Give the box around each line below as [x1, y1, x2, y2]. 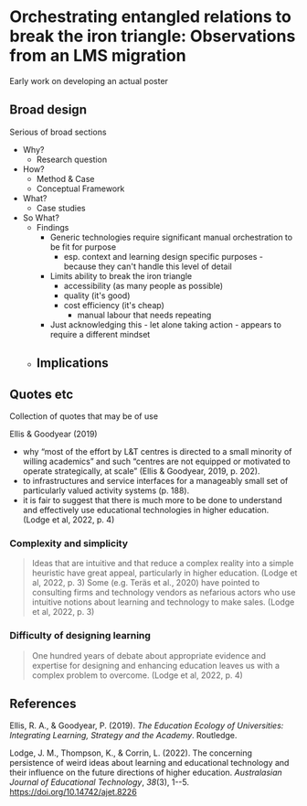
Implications [36, 355, 110, 371]
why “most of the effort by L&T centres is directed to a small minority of [22, 446, 292, 457]
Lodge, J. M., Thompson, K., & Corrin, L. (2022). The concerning [9, 747, 253, 758]
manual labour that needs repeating [77, 309, 212, 320]
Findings [36, 221, 69, 232]
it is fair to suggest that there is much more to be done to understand [22, 494, 283, 505]
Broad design [9, 102, 87, 118]
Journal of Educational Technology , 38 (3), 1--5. [9, 777, 190, 788]
